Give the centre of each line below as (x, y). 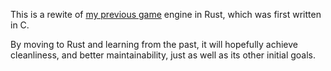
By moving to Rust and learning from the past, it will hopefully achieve (154, 44)
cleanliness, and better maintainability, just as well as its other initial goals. (163, 55)
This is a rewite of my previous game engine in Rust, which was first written (166, 14)
